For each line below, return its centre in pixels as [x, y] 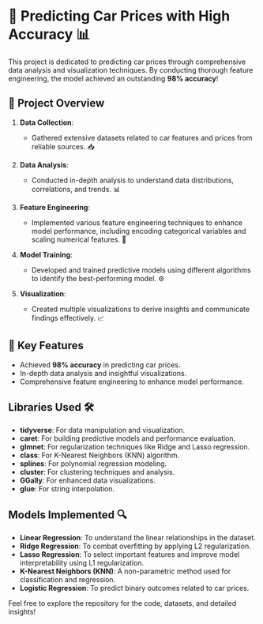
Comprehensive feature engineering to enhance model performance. [132, 382]
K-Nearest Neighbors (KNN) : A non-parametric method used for [125, 571]
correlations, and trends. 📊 [76, 189]
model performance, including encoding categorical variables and [139, 231]
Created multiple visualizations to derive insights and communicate [141, 309]
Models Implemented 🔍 [68, 515]
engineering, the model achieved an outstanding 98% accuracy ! [113, 78]
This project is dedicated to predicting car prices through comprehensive [127, 62]
